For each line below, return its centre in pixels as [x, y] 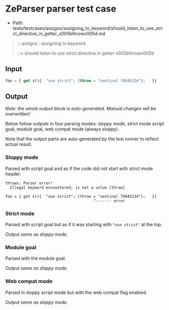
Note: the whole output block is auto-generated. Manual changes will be [81, 109]
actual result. [19, 144]
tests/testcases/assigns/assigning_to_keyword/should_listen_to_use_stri [87, 28]
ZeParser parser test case [61, 9]
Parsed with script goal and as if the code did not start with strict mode [79, 168]
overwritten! [18, 114]
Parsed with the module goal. [36, 258]
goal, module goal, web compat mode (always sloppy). [62, 129]
